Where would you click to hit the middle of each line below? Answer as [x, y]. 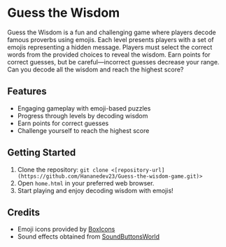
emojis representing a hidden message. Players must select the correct [110, 47]
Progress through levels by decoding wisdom [83, 115]
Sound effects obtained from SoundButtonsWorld [88, 237]
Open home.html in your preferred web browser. [86, 183]
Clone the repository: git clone [63, 169]
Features [27, 91]
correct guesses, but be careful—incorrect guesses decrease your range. [113, 62]
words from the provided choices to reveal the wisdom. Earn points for [109, 55]
